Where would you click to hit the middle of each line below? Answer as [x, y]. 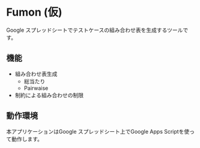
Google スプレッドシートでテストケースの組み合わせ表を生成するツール [95, 30]
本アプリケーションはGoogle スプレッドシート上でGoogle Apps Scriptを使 [98, 131]
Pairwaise [36, 88]
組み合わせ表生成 [36, 74]
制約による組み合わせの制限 [49, 95]
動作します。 [27, 139]
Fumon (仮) [34, 12]
